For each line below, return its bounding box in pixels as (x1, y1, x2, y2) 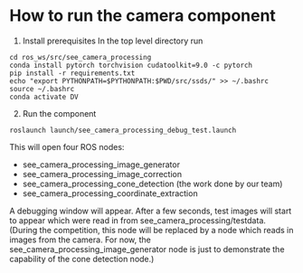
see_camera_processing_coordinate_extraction (22, 187, 198, 199)
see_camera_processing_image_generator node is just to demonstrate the (9, 243, 285, 254)
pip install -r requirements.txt (9, 69, 136, 78)
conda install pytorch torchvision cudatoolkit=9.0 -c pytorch (9, 61, 253, 70)
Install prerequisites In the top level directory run (22, 35, 204, 46)
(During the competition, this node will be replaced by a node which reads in (9, 224, 294, 235)
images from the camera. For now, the (9, 234, 152, 245)
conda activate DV (9, 92, 79, 101)
